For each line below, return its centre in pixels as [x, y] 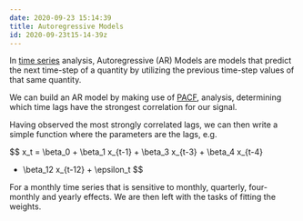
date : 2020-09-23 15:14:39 [61, 18]
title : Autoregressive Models [67, 26]
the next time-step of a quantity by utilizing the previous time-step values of [152, 70]
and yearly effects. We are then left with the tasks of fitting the [159, 197]
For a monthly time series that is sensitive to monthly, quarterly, [128, 187]
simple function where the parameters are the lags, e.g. [113, 135]
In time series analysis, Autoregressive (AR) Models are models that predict [151, 61]
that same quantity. [45, 80]
